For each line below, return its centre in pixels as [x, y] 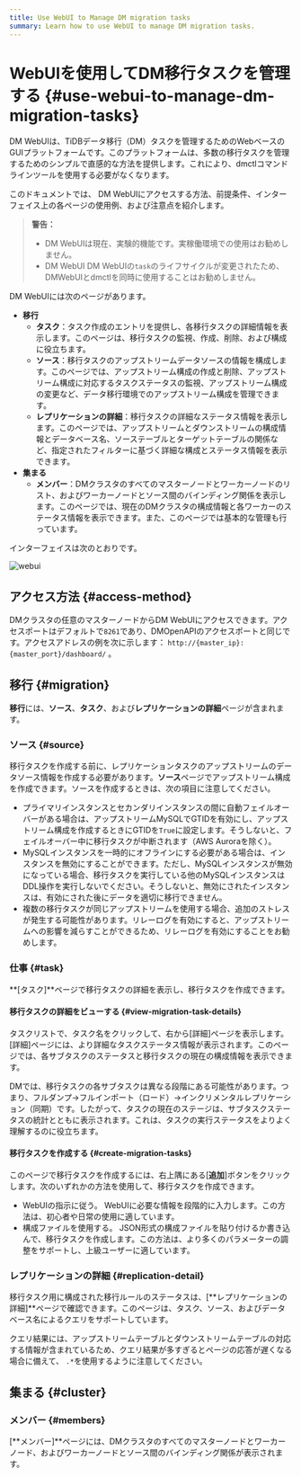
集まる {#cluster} [58, 1392]
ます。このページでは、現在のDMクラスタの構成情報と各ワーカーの [160, 507]
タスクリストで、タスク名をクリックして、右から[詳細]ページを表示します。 [149, 1033]
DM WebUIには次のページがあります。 [80, 297]
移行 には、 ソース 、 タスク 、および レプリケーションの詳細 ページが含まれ [143, 708]
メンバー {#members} [58, 1419]
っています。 [59, 529]
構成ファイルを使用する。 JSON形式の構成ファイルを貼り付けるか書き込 [156, 1228]
